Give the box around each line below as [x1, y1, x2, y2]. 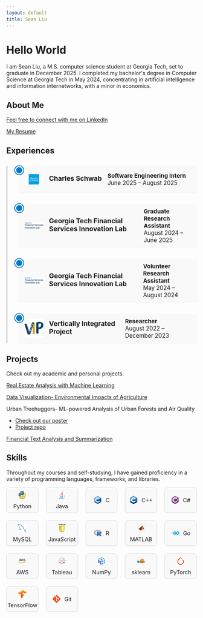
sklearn [131, 568, 151, 576]
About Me [6, 100, 44, 110]
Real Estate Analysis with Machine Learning [6, 382, 115, 389]
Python [13, 502, 32, 509]
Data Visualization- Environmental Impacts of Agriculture [6, 394, 148, 401]
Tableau [51, 568, 72, 576]
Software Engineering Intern [107, 172, 186, 180]
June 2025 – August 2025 [107, 179, 178, 187]
